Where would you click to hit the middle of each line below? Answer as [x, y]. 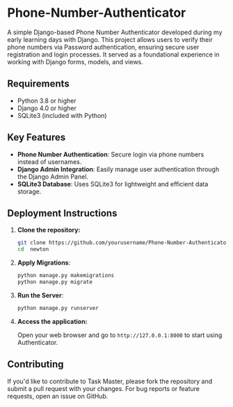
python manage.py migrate [55, 282]
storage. [29, 191]
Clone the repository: [49, 230]
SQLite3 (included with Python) [62, 115]
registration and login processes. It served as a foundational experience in [113, 54]
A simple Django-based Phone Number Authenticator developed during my [115, 32]
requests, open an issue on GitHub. [58, 396]
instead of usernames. [49, 161]
